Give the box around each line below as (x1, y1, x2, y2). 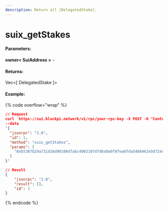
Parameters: (5, 46, 31, 52)
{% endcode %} (5, 200, 38, 206)
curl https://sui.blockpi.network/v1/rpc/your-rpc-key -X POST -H (5, 116, 149, 122)
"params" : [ (9, 144, 35, 149)
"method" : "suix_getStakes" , (9, 140, 70, 145)
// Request (5, 112, 28, 117)
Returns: (5, 68, 24, 74)
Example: (5, 91, 25, 97)
